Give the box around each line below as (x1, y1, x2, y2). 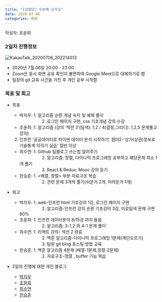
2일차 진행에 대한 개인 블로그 (12, 263, 67, 269)
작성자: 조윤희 (5, 30, 32, 36)
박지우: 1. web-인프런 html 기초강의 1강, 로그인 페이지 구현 (19, 199, 130, 205)
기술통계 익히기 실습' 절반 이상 (19, 143, 77, 148)
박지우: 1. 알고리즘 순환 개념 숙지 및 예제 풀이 (19, 112, 104, 118)
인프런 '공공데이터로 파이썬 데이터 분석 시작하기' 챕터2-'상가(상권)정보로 (19, 136, 156, 142)
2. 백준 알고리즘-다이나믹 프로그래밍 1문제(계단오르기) (42, 235, 144, 240)
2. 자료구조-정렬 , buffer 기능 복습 (42, 253, 106, 259)
